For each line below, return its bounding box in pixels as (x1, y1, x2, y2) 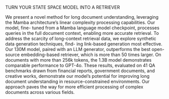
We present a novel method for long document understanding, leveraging (5, 14, 159, 20)
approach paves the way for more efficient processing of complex (5, 84, 144, 90)
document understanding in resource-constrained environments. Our (5, 78, 150, 84)
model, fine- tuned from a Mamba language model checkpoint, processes (5, 25, 160, 31)
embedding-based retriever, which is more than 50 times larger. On (21, 52, 161, 58)
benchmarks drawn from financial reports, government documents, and (5, 68, 155, 74)
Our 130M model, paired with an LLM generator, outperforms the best (5, 46, 151, 52)
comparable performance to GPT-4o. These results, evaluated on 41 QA (5, 63, 156, 68)
